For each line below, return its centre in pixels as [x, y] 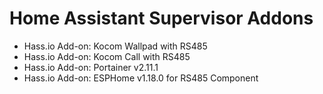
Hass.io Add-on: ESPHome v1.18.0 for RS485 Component [141, 78]
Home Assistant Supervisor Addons [161, 18]
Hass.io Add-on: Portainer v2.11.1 [91, 67]
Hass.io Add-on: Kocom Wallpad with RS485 [115, 46]
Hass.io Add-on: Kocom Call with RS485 [107, 56]
